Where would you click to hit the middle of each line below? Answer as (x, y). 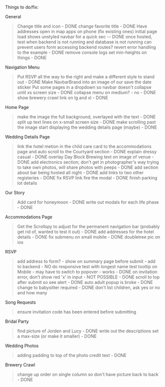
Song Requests (20, 302)
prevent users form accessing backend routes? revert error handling (86, 47)
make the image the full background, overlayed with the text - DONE (86, 117)
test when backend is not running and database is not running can (84, 42)
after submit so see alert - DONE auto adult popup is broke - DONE (85, 282)
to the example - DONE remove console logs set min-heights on (82, 52)
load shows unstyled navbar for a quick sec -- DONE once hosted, (85, 37)
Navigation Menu (22, 67)
